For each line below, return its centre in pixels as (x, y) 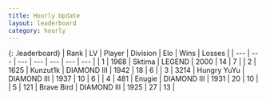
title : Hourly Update (44, 16)
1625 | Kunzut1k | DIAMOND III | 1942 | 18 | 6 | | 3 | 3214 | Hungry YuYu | (127, 70)
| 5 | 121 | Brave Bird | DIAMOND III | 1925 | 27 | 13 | (92, 87)
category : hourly (37, 30)
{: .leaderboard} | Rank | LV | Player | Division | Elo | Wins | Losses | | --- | (129, 54)
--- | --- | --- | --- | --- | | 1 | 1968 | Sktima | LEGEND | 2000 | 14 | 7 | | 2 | (137, 62)
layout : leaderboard (43, 23)
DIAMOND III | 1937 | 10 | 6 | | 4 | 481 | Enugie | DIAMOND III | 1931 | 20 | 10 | (133, 79)
